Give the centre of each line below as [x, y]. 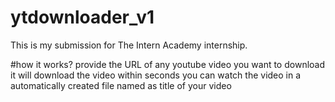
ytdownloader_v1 [82, 17]
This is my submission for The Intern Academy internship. [129, 45]
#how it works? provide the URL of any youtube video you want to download [168, 64]
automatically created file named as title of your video [121, 85]
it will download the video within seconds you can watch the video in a [156, 75]
